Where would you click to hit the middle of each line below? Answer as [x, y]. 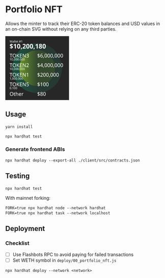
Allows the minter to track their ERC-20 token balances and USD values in [83, 24]
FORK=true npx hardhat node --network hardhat [56, 208]
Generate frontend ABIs [35, 149]
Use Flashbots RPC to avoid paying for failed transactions [73, 254]
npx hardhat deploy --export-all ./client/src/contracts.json [73, 160]
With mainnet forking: [28, 198]
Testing [18, 176]
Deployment [25, 229]
